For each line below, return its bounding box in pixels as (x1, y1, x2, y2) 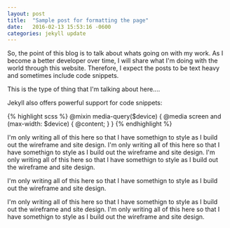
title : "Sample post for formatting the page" (7, 17, 149, 24)
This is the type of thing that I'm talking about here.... (7, 85, 161, 93)
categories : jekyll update (7, 29, 86, 37)
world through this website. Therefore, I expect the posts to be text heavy (7, 64, 219, 72)
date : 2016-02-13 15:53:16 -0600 (7, 23, 111, 30)
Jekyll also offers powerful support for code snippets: (7, 99, 163, 107)
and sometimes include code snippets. (7, 72, 119, 80)
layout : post (7, 10, 46, 18)
